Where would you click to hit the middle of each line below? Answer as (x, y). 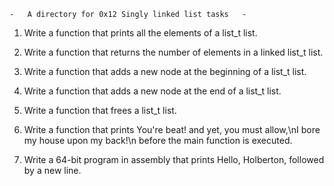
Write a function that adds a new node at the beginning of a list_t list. (165, 71)
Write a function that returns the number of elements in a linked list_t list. (173, 52)
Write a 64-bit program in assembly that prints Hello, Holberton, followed (174, 159)
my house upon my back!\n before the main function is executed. (158, 140)
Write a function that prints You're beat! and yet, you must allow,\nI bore (172, 129)
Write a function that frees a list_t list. (100, 110)
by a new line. (52, 170)
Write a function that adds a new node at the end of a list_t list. (152, 91)
